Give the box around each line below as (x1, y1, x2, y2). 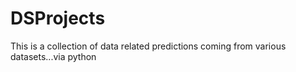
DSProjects (10, 7, 106, 30)
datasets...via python (10, 50, 97, 62)
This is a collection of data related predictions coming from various (10, 40, 287, 52)
